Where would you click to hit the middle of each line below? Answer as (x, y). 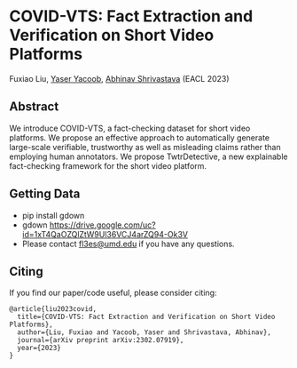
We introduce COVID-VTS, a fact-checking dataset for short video (130, 128)
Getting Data (45, 194)
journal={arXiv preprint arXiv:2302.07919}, (101, 340)
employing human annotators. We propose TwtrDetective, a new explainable (148, 156)
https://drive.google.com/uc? (103, 225)
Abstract (34, 107)
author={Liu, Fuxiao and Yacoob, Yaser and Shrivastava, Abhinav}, (145, 332)
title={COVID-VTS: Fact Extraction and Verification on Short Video (146, 317)
